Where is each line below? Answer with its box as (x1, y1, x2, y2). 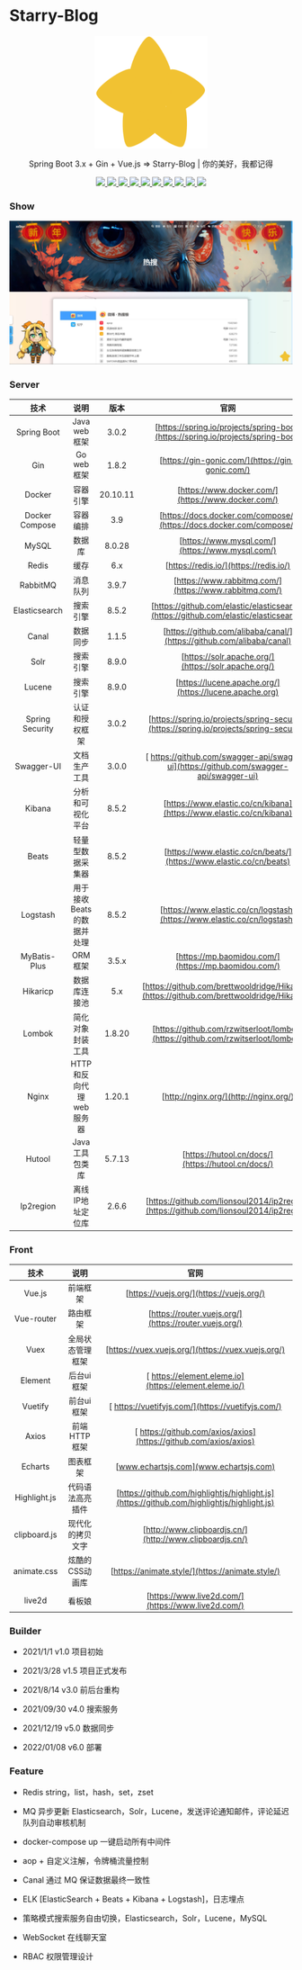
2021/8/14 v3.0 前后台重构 (22, 1685, 120, 1696)
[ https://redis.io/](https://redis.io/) (164, 560, 291, 571)
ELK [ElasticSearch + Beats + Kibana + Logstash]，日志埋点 (22, 1894, 244, 1904)
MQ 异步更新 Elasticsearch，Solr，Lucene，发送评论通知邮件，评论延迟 (22, 1805, 289, 1816)
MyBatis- (20, 950, 56, 961)
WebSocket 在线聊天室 (22, 1931, 108, 1942)
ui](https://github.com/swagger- (167, 760, 289, 771)
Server (9, 379, 40, 391)
